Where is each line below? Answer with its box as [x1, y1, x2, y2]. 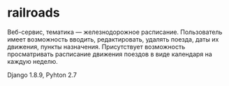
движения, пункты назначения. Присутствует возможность [7, 42, 186, 51]
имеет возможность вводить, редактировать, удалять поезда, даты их [7, 35, 219, 43]
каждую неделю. [7, 57, 58, 65]
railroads [7, 5, 61, 21]
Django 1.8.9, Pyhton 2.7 [7, 71, 77, 79]
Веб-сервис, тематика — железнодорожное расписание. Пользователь [7, 28, 223, 36]
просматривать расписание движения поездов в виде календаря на [7, 50, 213, 58]
